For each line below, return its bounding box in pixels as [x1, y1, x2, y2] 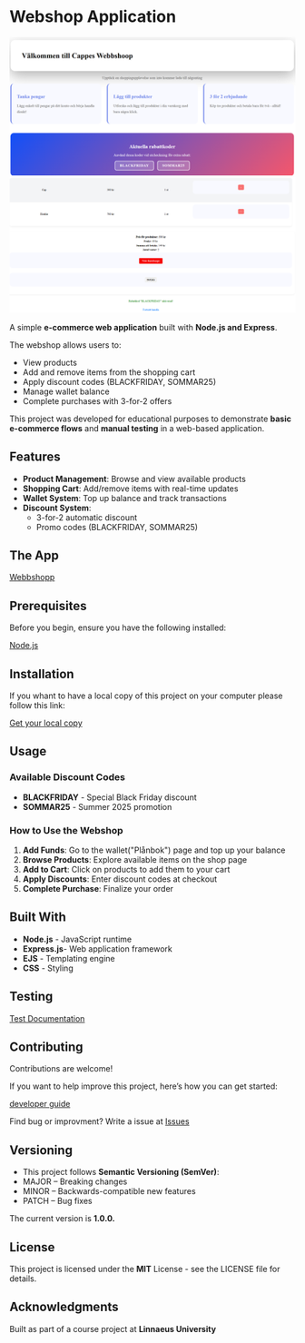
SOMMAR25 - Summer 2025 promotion [22, 801, 172, 812]
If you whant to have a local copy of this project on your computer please [9, 690, 283, 701]
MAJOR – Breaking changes [22, 1176, 128, 1187]
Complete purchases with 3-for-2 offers [22, 395, 172, 406]
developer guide [9, 1099, 71, 1110]
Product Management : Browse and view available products [22, 473, 247, 484]
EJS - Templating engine [22, 953, 115, 963]
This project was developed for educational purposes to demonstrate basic [9, 413, 292, 424]
